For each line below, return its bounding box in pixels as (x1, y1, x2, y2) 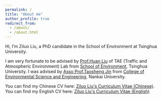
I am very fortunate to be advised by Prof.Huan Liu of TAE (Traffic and (5, 58, 147, 64)
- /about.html (9, 30, 39, 35)
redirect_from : (5, 21, 37, 26)
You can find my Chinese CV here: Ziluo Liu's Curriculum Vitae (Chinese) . (5, 83, 155, 89)
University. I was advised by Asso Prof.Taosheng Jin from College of (5, 69, 145, 74)
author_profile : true (5, 16, 50, 21)
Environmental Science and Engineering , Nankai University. (5, 74, 126, 79)
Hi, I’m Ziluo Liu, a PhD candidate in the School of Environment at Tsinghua (5, 44, 157, 49)
